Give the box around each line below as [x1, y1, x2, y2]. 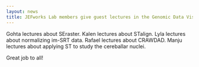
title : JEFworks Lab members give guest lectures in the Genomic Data [6, 14, 184, 20]
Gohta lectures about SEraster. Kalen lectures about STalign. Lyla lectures [6, 30, 186, 37]
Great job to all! [6, 54, 43, 61]
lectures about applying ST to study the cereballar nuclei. [6, 42, 146, 50]
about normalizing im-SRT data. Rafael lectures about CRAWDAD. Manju [6, 36, 182, 43]
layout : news [6, 8, 38, 15]
